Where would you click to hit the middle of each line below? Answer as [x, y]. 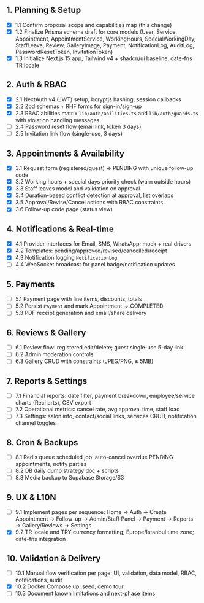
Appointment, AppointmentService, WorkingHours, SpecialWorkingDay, [105, 39]
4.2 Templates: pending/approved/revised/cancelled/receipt [91, 251]
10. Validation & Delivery [54, 558]
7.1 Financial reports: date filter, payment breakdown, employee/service [105, 396]
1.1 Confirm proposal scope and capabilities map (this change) [93, 25]
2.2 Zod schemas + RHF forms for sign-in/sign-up [78, 106]
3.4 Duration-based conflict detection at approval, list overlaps [94, 195]
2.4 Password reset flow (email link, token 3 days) [78, 126]
